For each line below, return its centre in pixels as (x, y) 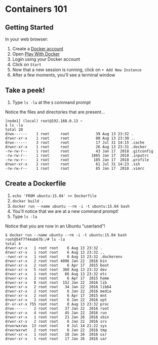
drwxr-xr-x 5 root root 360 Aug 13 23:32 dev (56, 269)
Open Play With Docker (36, 54)
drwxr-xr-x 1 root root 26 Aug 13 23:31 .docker (76, 147)
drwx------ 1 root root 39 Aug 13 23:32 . (69, 134)
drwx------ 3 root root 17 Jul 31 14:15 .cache (75, 142)
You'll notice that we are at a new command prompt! (65, 211)
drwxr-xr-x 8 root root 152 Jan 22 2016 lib (56, 282)
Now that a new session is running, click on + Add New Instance (77, 70)
